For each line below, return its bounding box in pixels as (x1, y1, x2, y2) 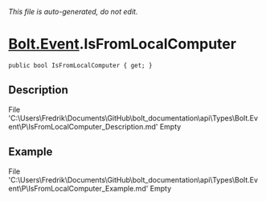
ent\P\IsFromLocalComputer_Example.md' (8, 183, 149, 193)
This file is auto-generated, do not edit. (8, 7, 138, 16)
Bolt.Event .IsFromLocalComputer (8, 35, 237, 53)
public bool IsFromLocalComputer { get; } (8, 61, 153, 69)
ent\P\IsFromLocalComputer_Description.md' (8, 121, 158, 131)
